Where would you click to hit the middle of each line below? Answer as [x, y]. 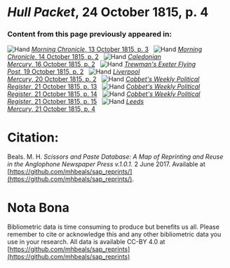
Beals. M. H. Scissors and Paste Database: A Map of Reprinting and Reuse [115, 157]
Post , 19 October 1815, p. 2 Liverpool [74, 72]
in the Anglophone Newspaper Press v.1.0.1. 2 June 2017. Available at [106, 164]
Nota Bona [39, 207]
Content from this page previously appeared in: [89, 34]
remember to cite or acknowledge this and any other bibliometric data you [114, 234]
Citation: [33, 137]
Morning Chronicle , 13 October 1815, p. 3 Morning [116, 49]
